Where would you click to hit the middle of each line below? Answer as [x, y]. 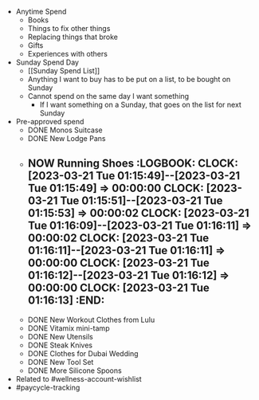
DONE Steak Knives [60, 345]
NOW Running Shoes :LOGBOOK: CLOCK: [133, 164]
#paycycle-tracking [48, 387]
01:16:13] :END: [66, 301]
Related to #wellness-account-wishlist [78, 378]
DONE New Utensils [61, 336]
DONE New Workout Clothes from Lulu [91, 320]
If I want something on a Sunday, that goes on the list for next [140, 104]
